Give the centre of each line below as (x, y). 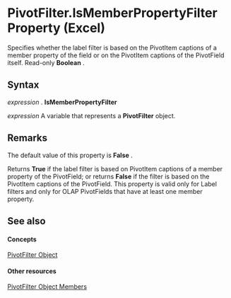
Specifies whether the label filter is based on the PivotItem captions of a (112, 47)
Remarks (28, 138)
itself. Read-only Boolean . (46, 62)
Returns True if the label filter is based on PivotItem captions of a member (115, 168)
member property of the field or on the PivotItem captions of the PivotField (116, 55)
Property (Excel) (57, 28)
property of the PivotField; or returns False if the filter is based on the (108, 176)
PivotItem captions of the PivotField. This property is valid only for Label (112, 184)
